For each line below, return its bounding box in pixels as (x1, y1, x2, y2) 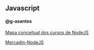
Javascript (5, 4, 40, 13)
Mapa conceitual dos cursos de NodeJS (5, 29, 89, 35)
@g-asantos (5, 18, 32, 24)
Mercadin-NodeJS (5, 39, 44, 45)
